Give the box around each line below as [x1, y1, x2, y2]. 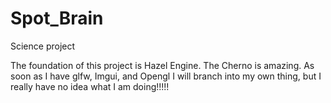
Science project [10, 40, 76, 52]
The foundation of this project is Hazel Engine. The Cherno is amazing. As [10, 59, 315, 71]
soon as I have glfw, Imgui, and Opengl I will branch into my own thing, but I [10, 70, 322, 82]
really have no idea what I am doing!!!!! [10, 80, 170, 92]
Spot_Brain [10, 7, 104, 30]
